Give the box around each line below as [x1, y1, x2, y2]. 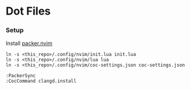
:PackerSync [5, 73, 36, 79]
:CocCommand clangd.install [5, 78, 77, 85]
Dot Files [5, 4, 51, 18]
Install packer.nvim [5, 40, 53, 47]
